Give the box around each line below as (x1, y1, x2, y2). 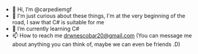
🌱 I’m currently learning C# (12, 25, 80, 32)
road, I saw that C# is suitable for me (12, 19, 104, 25)
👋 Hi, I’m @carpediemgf (12, 6, 72, 13)
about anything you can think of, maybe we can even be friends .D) (12, 41, 180, 48)
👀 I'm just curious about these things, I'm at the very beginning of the (12, 12, 185, 19)
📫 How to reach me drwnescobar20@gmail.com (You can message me (12, 32, 193, 39)
